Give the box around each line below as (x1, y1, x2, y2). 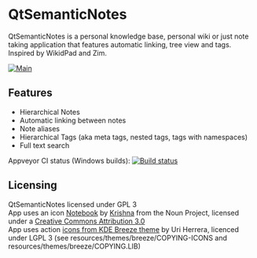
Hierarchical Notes (19, 107, 80, 116)
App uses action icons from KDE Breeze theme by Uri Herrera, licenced (8, 224, 240, 234)
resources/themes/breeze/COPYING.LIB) (8, 241, 141, 251)
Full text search (19, 140, 70, 150)
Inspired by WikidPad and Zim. (8, 48, 108, 57)
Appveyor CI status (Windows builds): (8, 156, 131, 165)
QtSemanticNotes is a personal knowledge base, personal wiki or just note (8, 31, 249, 41)
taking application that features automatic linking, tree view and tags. (8, 39, 232, 49)
